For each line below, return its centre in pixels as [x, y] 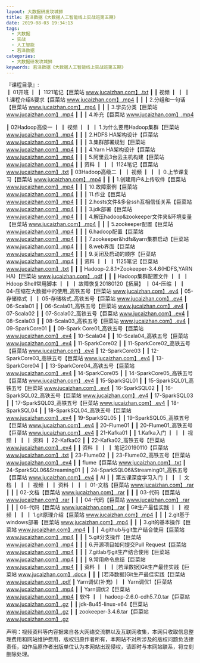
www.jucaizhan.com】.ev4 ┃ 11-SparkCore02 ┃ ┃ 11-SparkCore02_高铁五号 [98, 343]
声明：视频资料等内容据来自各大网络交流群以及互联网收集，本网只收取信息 [97, 632]
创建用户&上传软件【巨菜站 [153, 179]
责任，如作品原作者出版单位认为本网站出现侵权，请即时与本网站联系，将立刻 [100, 647]
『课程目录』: [23, 85]
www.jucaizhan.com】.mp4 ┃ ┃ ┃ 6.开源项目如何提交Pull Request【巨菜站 [96, 545]
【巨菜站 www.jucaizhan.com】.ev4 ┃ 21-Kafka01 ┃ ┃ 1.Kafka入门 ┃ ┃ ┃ [96, 433]
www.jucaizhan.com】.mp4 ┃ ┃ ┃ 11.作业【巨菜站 [66, 194]
